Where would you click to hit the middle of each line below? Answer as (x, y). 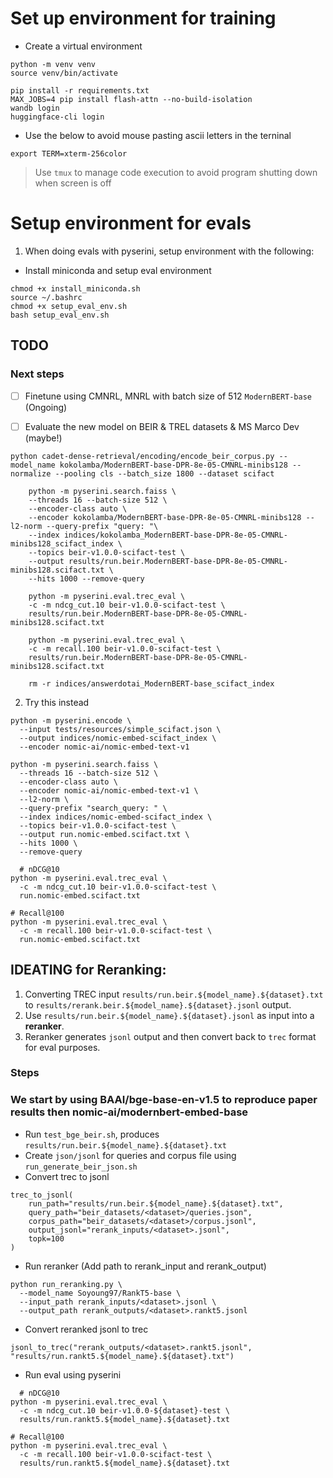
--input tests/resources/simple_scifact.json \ (120, 729)
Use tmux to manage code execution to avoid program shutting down (176, 172)
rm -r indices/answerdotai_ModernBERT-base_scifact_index (151, 683)
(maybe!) (43, 438)
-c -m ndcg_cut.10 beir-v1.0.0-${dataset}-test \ (124, 1410)
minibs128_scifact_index (62, 543)
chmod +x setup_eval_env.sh (69, 306)
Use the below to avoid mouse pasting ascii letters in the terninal (158, 135)
